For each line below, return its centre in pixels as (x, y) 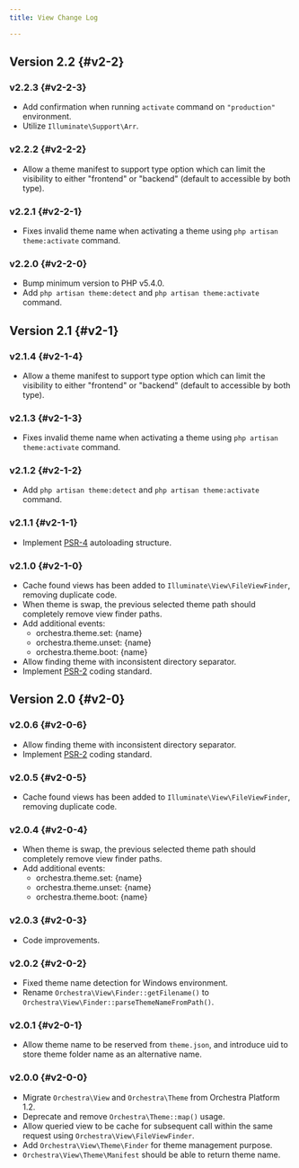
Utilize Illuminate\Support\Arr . (80, 126)
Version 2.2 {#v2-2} (67, 62)
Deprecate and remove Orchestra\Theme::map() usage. (124, 1116)
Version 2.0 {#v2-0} (67, 699)
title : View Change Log (54, 18)
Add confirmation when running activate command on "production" (149, 107)
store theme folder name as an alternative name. (112, 1054)
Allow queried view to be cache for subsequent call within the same (148, 1126)
